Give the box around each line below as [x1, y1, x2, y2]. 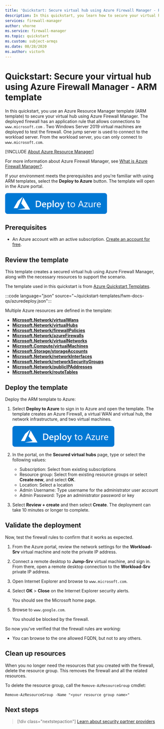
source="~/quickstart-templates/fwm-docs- [55, 293, 144, 299]
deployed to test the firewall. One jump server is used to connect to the [5, 129, 148, 135]
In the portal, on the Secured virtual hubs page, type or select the [12, 452, 145, 457]
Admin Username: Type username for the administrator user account [19, 487, 158, 493]
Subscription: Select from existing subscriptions [19, 467, 116, 472]
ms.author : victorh [5, 49, 45, 54]
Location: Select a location [19, 482, 73, 488]
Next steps [5, 705, 39, 714]
